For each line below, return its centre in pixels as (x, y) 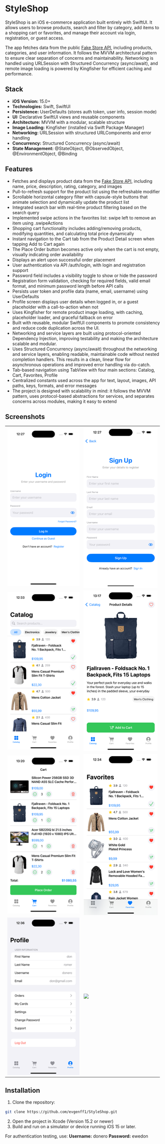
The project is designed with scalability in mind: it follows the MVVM (81, 391)
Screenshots (25, 417)
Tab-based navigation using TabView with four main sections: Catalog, (84, 370)
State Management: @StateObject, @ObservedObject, (68, 148)
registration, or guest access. (35, 38)
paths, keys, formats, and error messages (54, 385)
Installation (23, 1090)
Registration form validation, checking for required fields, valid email (81, 281)
